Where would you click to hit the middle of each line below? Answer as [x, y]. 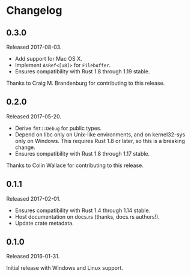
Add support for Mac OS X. [48, 59]
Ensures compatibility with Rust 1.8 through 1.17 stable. [82, 153]
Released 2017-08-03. [34, 47]
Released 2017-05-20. [34, 116]
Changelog [34, 11]
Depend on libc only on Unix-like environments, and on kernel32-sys [100, 134]
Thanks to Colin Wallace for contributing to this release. [75, 165]
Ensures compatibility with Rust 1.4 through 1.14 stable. [83, 210]
